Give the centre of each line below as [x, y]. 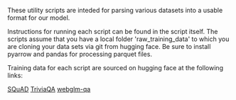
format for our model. [39, 18]
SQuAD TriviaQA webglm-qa [49, 89]
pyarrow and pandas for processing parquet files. [80, 54]
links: [15, 75]
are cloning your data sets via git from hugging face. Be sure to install [109, 46]
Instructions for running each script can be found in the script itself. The [113, 32]
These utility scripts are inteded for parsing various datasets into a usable [115, 10]
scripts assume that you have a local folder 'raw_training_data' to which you [118, 39]
